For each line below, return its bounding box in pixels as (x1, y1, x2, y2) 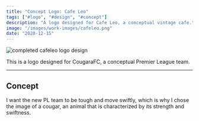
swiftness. (6, 109, 31, 116)
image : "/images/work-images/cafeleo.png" (6, 25, 113, 31)
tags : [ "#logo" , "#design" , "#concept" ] (6, 14, 108, 20)
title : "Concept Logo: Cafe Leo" (6, 8, 89, 15)
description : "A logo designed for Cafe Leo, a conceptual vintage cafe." (6, 19, 195, 25)
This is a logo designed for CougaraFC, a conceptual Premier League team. (6, 58, 190, 66)
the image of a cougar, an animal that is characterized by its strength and (6, 103, 185, 110)
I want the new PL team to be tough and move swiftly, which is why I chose (6, 96, 190, 103)
